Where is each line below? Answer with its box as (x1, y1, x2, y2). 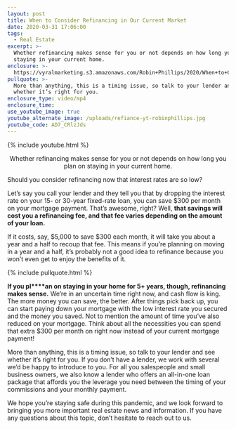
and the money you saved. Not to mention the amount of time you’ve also (7, 312, 220, 320)
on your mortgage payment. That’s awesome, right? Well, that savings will (7, 204, 223, 212)
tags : (7, 29, 23, 37)
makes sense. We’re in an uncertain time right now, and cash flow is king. (7, 289, 221, 298)
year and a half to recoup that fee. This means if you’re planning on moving (7, 239, 225, 248)
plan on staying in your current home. (63, 161, 173, 170)
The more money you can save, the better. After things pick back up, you (7, 296, 218, 305)
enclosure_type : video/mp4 (7, 95, 86, 103)
